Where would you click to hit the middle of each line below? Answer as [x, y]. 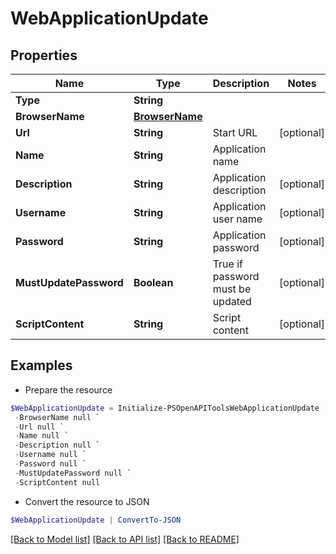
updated [232, 301]
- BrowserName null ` [57, 417]
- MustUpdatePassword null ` [73, 473]
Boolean [153, 282]
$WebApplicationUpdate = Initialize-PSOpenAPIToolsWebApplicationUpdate [165, 408]
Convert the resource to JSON [87, 501]
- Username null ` [50, 455]
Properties [44, 55]
